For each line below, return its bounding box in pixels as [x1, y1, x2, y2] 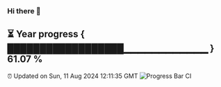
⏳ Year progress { [7, 28, 85, 40]
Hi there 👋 [7, 6, 42, 16]
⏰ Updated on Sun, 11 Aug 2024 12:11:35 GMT [7, 72, 138, 80]
